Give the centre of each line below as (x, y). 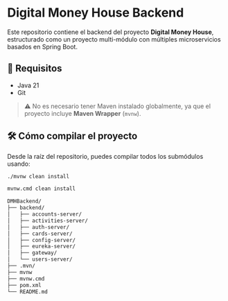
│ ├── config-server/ (42, 240)
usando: (19, 164)
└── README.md (28, 292)
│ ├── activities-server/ (48, 221)
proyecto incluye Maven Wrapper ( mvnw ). (82, 113)
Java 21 (28, 85)
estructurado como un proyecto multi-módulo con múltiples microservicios (114, 39)
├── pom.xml (24, 285)
